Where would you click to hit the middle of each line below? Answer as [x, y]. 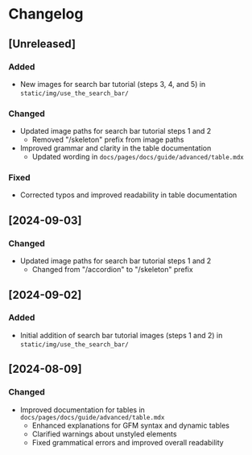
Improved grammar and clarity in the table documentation [116, 148]
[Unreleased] [42, 44]
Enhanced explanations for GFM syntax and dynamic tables [130, 425]
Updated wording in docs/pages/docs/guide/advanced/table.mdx [138, 157]
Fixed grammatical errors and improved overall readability [128, 442]
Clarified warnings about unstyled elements [104, 434]
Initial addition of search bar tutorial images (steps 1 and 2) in [121, 335]
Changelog [46, 14]
